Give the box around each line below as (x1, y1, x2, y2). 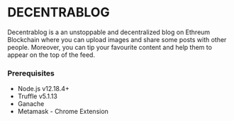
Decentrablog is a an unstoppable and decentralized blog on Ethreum (7, 28, 211, 36)
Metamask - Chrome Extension (17, 107, 108, 116)
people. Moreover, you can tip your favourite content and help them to (7, 43, 213, 51)
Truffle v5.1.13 (17, 92, 58, 100)
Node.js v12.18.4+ (17, 85, 69, 93)
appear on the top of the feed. (7, 51, 96, 59)
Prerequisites (7, 68, 55, 78)
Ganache (17, 100, 45, 108)
